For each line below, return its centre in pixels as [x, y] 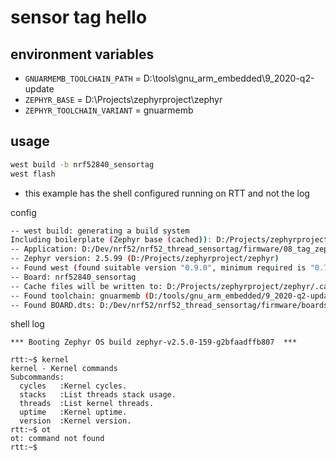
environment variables [82, 54]
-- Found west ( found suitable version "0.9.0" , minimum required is [158, 268]
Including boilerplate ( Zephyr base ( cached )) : [111, 240]
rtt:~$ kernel [40, 360]
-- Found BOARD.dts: [53, 305]
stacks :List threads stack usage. [98, 395]
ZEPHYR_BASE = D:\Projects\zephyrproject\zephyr [123, 99]
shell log [27, 324]
